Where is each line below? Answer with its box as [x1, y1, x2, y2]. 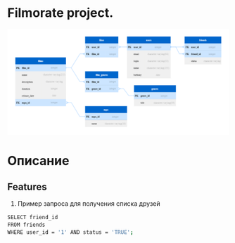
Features [7, 180, 47, 192]
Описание [7, 153, 70, 169]
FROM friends [7, 221, 46, 228]
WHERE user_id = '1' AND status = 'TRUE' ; [7, 228, 134, 236]
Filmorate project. [7, 5, 114, 21]
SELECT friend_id [7, 214, 58, 221]
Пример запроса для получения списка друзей [17, 199, 160, 208]
